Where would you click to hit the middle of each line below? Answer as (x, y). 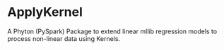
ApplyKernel (45, 12)
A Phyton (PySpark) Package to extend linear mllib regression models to (112, 31)
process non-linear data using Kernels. (64, 38)
